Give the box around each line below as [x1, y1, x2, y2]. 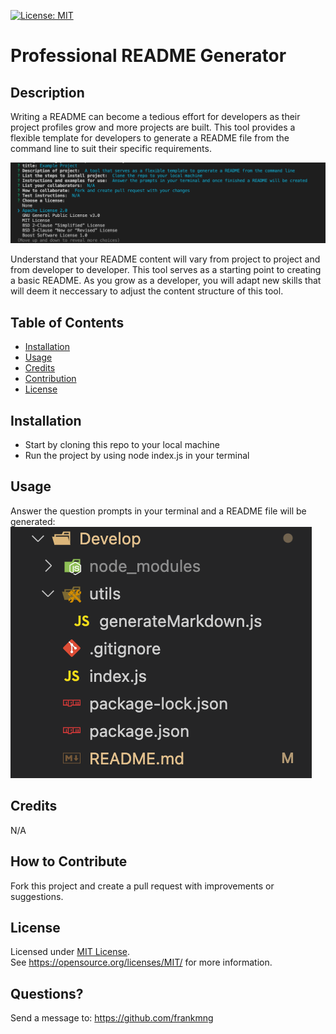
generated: [10, 515, 56, 527]
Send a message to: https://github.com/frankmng [10, 1012, 214, 1024]
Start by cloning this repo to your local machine [24, 439, 220, 451]
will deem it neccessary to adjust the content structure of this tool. [10, 285, 284, 297]
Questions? [10, 985, 84, 1002]
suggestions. [10, 890, 64, 902]
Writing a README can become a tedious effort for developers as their [10, 111, 301, 122]
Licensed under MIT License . [10, 946, 131, 958]
